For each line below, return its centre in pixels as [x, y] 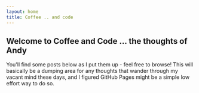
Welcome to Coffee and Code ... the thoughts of [97, 41]
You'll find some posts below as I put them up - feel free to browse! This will [100, 65]
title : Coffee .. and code [40, 17]
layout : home [22, 12]
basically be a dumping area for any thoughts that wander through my [92, 71]
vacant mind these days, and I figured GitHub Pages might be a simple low [98, 77]
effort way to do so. [30, 84]
